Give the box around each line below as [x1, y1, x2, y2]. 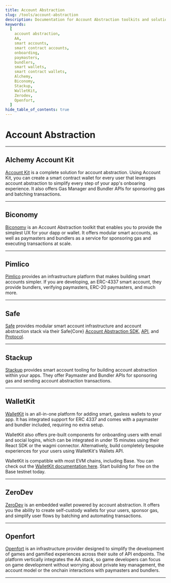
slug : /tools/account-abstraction [5, 12, 79, 17]
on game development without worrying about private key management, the [5, 562, 165, 568]
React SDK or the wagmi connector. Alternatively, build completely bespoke [5, 442, 164, 448]
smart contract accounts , [14, 45, 70, 51]
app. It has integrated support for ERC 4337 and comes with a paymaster [5, 416, 159, 422]
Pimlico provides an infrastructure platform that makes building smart [5, 274, 151, 280]
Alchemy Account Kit [5, 156, 74, 164]
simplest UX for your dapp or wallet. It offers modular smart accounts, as [5, 229, 158, 235]
